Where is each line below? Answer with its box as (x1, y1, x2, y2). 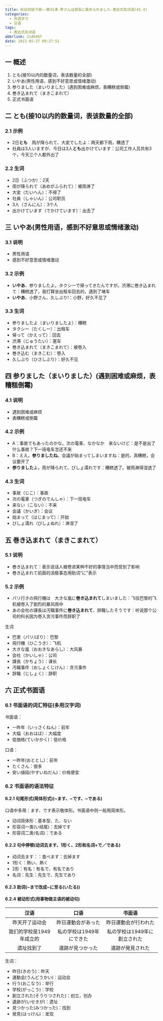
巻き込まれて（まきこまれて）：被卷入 (12, 344, 86, 350)
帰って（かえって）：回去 (12, 332, 61, 338)
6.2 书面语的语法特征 (5, 783, 54, 789)
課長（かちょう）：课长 (12, 658, 57, 664)
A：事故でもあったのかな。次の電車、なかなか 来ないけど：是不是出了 (12, 440, 156, 446)
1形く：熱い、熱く (12, 860, 49, 866)
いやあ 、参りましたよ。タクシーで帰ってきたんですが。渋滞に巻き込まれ (12, 282, 156, 288)
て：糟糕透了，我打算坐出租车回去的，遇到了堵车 (12, 288, 110, 294)
